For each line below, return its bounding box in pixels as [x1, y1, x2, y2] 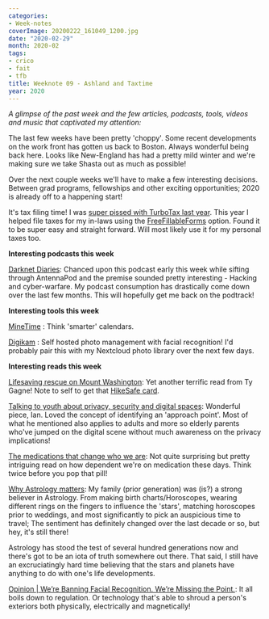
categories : [8, 11, 48, 20]
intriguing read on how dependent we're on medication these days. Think [8, 460, 252, 470]
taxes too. [8, 234, 42, 243]
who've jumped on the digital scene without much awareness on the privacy [8, 427, 262, 437]
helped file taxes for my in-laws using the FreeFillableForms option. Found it [8, 216, 260, 226]
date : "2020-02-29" [8, 34, 74, 43]
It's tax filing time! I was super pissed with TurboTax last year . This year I [8, 208, 249, 217]
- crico [8, 57, 35, 65]
